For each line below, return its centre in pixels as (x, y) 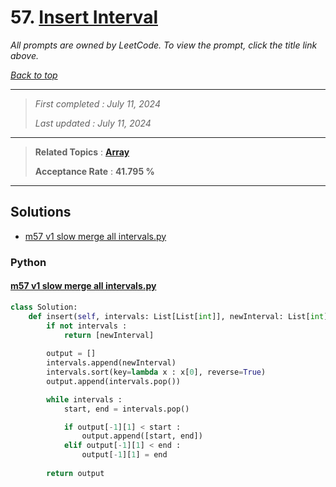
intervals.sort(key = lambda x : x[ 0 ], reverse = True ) (156, 372)
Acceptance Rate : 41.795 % (94, 171)
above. (24, 55)
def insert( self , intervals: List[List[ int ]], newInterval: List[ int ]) (180, 316)
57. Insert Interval (84, 17)
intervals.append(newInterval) (111, 363)
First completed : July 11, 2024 (98, 103)
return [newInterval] (109, 335)
